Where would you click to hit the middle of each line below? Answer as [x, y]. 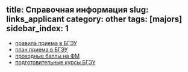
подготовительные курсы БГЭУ [55, 62]
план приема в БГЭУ [41, 49]
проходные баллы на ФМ [47, 56]
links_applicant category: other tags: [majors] [94, 19]
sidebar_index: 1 [38, 28]
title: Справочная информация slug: [77, 10]
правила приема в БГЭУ [46, 43]
